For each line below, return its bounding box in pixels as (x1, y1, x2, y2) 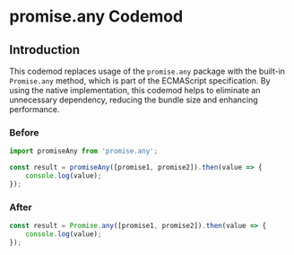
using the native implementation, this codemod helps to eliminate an (9, 85, 261, 95)
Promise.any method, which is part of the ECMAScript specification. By (9, 75, 271, 86)
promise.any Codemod (9, 6, 184, 27)
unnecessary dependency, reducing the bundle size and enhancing (9, 94, 258, 105)
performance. (9, 104, 60, 114)
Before (9, 126, 39, 138)
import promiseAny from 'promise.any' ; (9, 146, 159, 156)
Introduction (9, 42, 81, 57)
